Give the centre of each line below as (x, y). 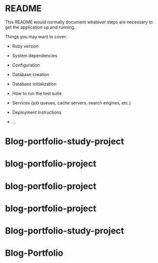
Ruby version (25, 46)
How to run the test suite (37, 93)
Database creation (31, 74)
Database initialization (34, 84)
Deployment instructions (37, 112)
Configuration (26, 65)
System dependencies (35, 55)
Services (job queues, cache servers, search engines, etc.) (71, 102)
